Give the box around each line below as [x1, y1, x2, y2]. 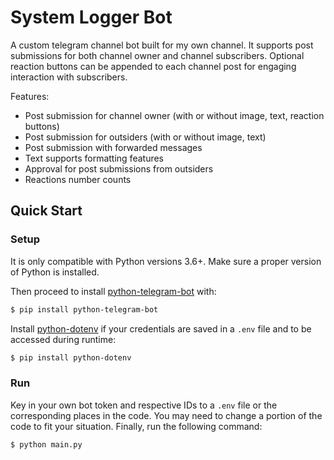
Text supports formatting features [24, 152, 164, 164]
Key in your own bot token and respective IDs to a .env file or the [10, 399, 278, 411]
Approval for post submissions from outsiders [24, 162, 214, 175]
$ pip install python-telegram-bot [10, 304, 159, 315]
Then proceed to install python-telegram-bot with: [10, 285, 217, 297]
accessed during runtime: [10, 333, 117, 345]
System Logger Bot [10, 6, 173, 29]
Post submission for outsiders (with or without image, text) [24, 131, 267, 143]
